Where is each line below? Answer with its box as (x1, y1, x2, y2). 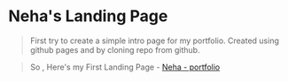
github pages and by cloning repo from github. (29, 44, 200, 55)
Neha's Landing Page (8, 6, 168, 26)
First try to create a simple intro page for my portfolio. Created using (29, 35, 280, 46)
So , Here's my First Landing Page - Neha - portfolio (29, 62, 221, 72)
